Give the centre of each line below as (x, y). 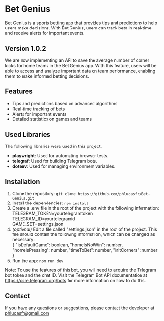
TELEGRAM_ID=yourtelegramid (44, 219)
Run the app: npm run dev (38, 261)
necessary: (23, 240)
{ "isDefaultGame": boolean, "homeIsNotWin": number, (68, 245)
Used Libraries (28, 134)
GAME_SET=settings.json (38, 224)
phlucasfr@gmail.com (27, 313)
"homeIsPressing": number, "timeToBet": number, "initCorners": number (85, 250)
